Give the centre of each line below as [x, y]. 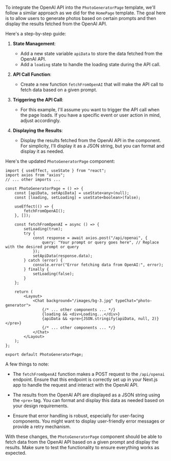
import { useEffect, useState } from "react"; [56, 171]
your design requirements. [40, 406]
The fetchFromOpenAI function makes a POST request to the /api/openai [89, 374]
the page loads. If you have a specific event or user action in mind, [91, 115]
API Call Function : [32, 74]
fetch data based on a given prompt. [59, 90]
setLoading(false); [53, 274]
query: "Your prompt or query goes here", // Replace [100, 243]
